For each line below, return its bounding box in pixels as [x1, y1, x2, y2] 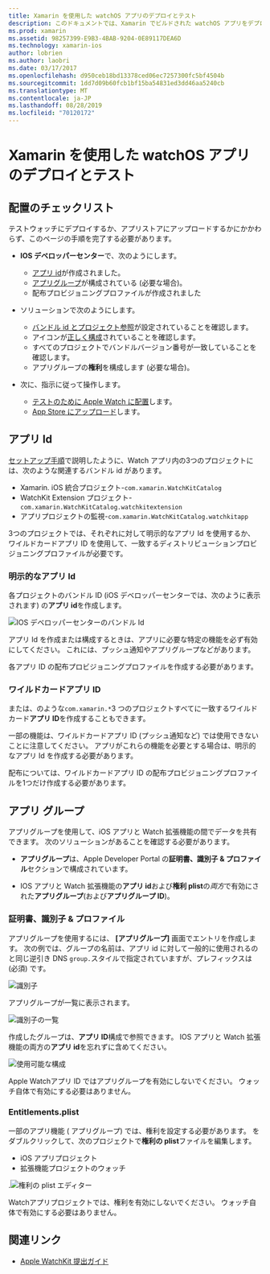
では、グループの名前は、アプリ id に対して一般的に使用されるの [44, 943, 259, 953]
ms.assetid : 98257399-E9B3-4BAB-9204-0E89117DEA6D [8, 34, 182, 43]
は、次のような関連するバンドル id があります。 [8, 465, 166, 475]
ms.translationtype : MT [8, 86, 88, 95]
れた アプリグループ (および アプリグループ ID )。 [19, 891, 174, 901]
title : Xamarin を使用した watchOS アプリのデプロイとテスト [8, 11, 197, 20]
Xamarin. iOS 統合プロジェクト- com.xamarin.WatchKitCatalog [19, 482, 223, 492]
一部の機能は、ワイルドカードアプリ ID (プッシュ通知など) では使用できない [8, 731, 259, 740]
